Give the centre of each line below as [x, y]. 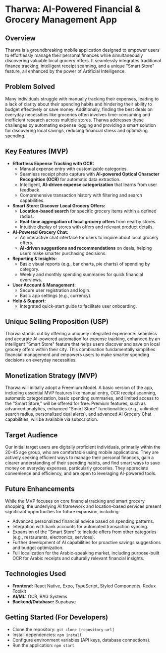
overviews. [31, 280]
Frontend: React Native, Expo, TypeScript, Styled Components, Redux [84, 586]
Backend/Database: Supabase [44, 602]
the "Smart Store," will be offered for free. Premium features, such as [76, 403]
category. [29, 269]
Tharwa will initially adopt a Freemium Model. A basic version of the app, [79, 388]
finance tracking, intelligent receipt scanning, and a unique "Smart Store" [80, 66]
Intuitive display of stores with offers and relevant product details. [87, 227]
